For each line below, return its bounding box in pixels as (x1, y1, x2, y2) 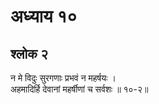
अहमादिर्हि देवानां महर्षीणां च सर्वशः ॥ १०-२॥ (10, 83, 149, 95)
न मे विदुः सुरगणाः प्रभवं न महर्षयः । (10, 72, 117, 84)
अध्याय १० (10, 5, 78, 28)
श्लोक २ (10, 45, 48, 62)
